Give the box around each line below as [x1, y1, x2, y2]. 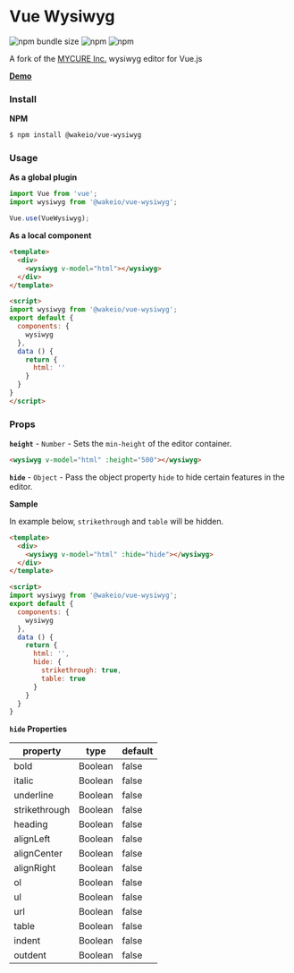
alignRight [13, 862, 56, 875]
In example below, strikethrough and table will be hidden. [9, 516, 224, 526]
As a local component [9, 230, 92, 241]
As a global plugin [9, 172, 78, 183]
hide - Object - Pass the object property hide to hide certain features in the [9, 472, 286, 482]
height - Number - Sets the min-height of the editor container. [9, 439, 232, 449]
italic [13, 774, 34, 787]
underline [13, 789, 54, 802]
